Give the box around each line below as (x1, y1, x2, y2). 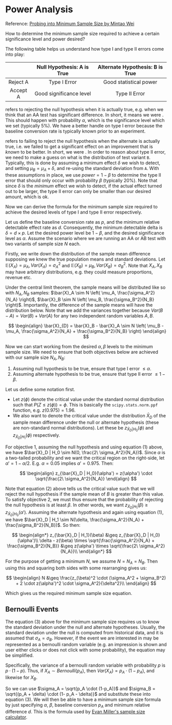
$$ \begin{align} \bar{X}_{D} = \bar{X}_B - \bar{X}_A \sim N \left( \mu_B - (8, 323, 164, 329)
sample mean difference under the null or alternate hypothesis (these (12, 419, 159, 425)
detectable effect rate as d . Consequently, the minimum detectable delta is (5, 224, 163, 230)
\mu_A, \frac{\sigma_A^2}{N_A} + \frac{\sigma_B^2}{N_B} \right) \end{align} (6, 328, 166, 334)
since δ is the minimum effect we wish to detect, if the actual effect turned (5, 183, 162, 189)
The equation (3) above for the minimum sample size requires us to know (5, 619, 160, 625)
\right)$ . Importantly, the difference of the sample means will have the (5, 302, 153, 308)
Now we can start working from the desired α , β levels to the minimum (5, 343, 154, 349)
